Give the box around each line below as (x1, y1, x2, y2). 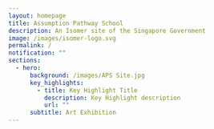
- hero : (15, 64, 42, 72)
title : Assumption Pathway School (8, 19, 124, 27)
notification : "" (8, 49, 67, 57)
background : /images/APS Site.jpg (29, 71, 146, 79)
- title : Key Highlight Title (37, 86, 138, 95)
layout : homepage (8, 11, 67, 20)
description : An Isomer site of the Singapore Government (8, 26, 206, 34)
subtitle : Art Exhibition (29, 109, 116, 117)
